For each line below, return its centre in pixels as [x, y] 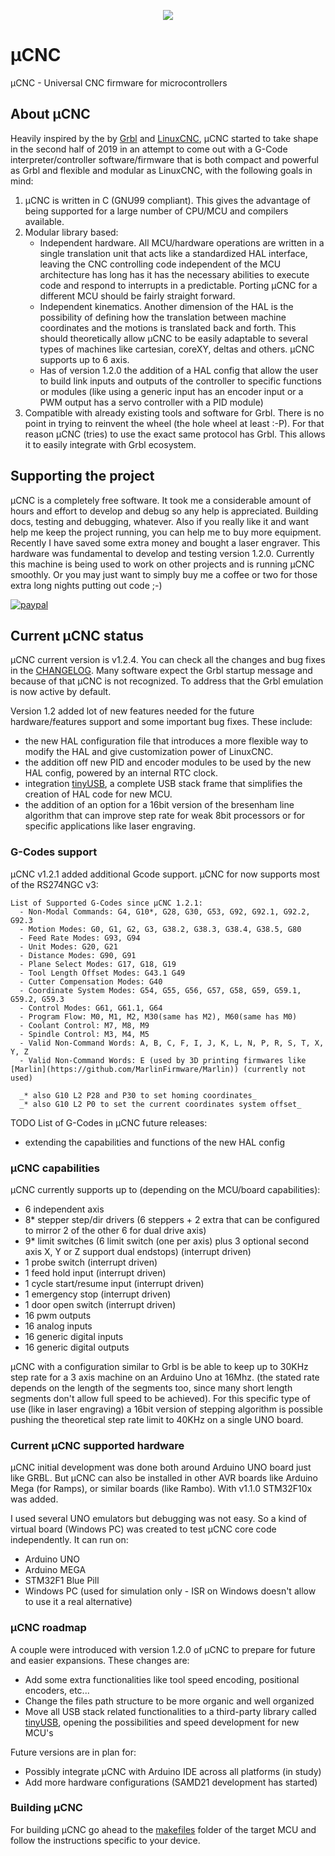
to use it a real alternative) [78, 1602]
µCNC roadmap [48, 1628]
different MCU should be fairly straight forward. [137, 296]
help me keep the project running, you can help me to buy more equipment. [166, 532]
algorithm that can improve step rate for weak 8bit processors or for [165, 816]
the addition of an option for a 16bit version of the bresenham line [159, 805]
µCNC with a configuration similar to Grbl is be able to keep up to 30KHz [159, 1366]
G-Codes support [54, 852]
